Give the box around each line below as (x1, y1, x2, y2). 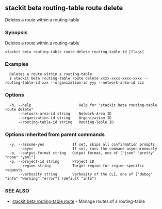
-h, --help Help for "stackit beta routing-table (9, 102, 158, 108)
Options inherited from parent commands (5, 131, 105, 138)
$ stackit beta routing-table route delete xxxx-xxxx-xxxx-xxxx (9, 76, 142, 81)
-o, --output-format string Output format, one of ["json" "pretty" (9, 151, 155, 155)
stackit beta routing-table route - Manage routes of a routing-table (12, 198, 145, 204)
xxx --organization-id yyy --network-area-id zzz (42, 80, 145, 85)
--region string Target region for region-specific (17, 163, 145, 168)
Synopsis (5, 29, 28, 36)
